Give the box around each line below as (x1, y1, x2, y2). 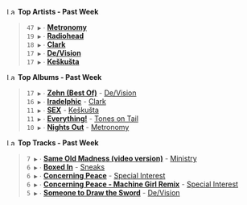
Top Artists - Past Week (17, 7, 99, 16)
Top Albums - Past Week (17, 73, 102, 82)
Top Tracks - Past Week (17, 138, 99, 148)
